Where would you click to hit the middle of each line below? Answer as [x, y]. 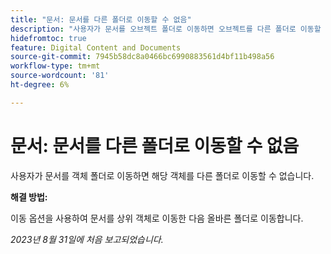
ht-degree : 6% [40, 85]
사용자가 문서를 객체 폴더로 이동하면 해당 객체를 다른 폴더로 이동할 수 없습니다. [162, 175]
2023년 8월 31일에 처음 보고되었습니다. [87, 239]
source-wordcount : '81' [60, 76]
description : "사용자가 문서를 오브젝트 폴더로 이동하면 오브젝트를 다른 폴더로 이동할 [166, 29]
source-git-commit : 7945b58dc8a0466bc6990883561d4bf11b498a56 [142, 57]
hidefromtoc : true [48, 38]
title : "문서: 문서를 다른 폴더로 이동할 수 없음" [101, 19]
